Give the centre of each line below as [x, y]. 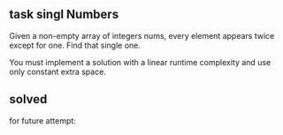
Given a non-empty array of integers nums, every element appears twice [142, 35]
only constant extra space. [57, 71]
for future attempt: [43, 120]
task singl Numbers [64, 15]
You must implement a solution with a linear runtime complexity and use [140, 62]
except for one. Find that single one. [75, 45]
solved [28, 99]
